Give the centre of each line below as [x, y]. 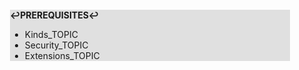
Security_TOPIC [56, 45]
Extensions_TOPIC [62, 55]
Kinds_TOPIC [51, 34]
